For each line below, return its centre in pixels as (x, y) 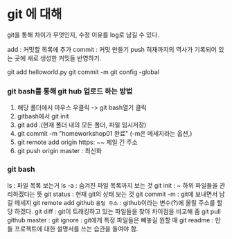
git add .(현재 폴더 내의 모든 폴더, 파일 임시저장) (82, 125)
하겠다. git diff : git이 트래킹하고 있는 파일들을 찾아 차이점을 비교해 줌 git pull (118, 211)
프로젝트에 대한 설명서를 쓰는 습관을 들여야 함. (76, 229)
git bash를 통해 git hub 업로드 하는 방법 (70, 91)
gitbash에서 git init (43, 116)
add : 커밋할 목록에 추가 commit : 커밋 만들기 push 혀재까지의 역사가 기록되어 (112, 49)
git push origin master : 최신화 (60, 151)
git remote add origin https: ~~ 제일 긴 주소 (78, 142)
